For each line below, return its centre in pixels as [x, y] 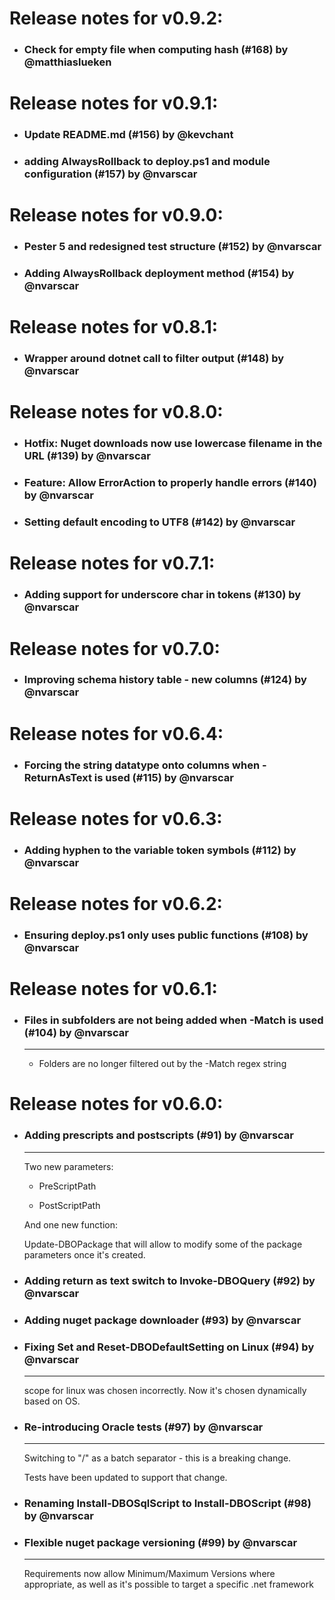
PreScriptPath [67, 1186]
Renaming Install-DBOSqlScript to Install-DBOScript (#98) [167, 1504]
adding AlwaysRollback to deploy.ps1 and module [147, 162]
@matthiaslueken [67, 62]
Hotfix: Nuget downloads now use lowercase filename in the [173, 444]
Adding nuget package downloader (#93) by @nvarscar [162, 1320]
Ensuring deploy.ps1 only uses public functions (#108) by [166, 935]
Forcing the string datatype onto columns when [142, 765]
